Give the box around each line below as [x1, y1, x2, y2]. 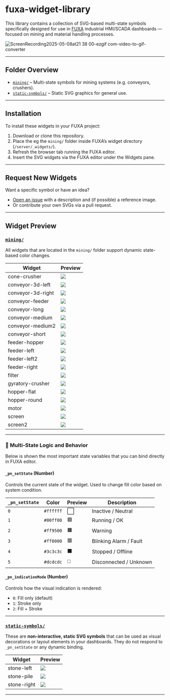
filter [8, 372, 19, 379]
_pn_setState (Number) [5, 470, 55, 476]
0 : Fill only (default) [12, 595, 53, 601]
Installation [5, 109, 41, 118]
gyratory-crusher [8, 380, 50, 387]
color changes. [19, 252, 51, 259]
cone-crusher [8, 273, 41, 280]
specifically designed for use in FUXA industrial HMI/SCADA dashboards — [5, 25, 162, 31]
